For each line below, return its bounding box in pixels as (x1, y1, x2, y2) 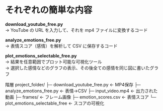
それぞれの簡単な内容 (5, 4, 93, 16)
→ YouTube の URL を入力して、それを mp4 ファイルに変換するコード (5, 27, 148, 33)
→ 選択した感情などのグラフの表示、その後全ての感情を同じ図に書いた (5, 65, 150, 71)
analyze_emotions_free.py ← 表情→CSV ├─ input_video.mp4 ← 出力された (5, 88, 158, 94)
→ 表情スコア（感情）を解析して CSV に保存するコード (5, 43, 118, 49)
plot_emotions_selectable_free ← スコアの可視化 (5, 100, 104, 106)
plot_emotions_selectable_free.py (5, 53, 77, 58)
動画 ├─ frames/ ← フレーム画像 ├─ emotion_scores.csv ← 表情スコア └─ (5, 94, 157, 100)
